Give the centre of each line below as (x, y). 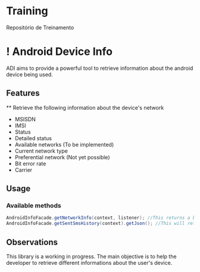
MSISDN (25, 119)
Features (23, 93)
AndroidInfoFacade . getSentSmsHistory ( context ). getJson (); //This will (96, 224)
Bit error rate (30, 163)
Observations (32, 242)
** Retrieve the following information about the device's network (85, 107)
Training (27, 11)
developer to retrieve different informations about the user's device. (89, 262)
